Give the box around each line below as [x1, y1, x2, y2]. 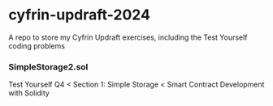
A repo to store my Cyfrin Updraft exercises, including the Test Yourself [8, 32, 248, 42]
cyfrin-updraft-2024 [8, 6, 151, 24]
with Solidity [8, 88, 50, 98]
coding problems [8, 40, 65, 50]
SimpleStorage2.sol [8, 61, 89, 72]
